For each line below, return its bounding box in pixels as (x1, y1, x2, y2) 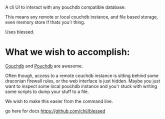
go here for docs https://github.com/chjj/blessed (5, 107, 105, 114)
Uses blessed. (5, 29, 34, 34)
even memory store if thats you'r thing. (5, 19, 85, 25)
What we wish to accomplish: (5, 46, 130, 58)
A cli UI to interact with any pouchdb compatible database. (5, 4, 126, 10)
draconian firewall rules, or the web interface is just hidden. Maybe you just (5, 77, 160, 84)
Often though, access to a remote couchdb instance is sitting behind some (5, 72, 159, 78)
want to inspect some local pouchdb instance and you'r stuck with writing (5, 83, 157, 89)
